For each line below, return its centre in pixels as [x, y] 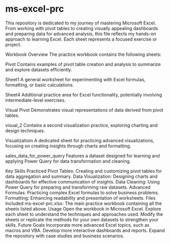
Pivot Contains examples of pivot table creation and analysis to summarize [83, 64]
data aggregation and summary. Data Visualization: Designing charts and [81, 176]
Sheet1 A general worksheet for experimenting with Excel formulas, [75, 79]
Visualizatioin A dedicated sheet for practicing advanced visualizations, [80, 140]
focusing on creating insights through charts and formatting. [68, 146]
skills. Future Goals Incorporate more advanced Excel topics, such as [77, 225]
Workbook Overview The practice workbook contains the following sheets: [83, 54]
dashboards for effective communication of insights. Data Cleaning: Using [82, 181]
